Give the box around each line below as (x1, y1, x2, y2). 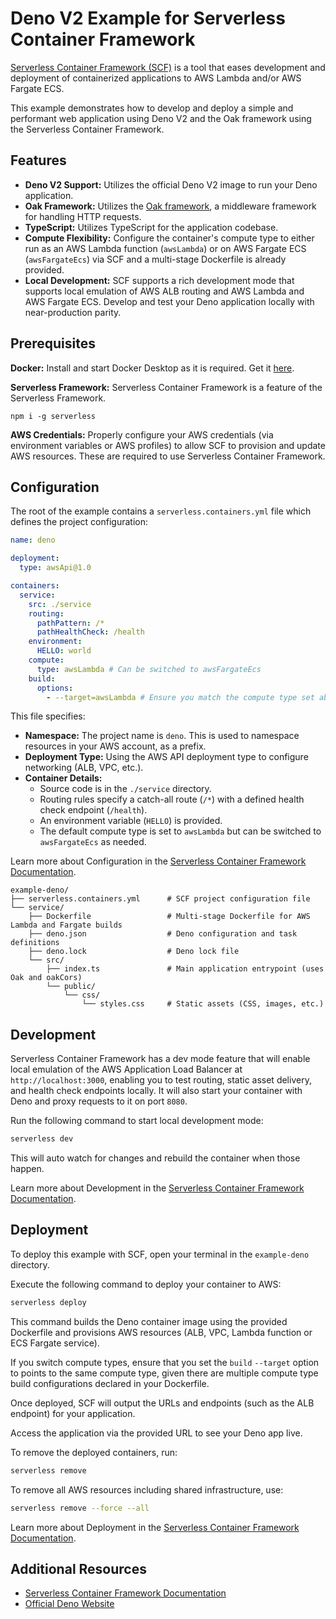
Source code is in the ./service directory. (39, 783, 212, 795)
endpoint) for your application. (10, 1407, 136, 1419)
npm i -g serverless (10, 411, 97, 421)
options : (36, 683, 74, 693)
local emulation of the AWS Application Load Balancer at (10, 1063, 243, 1076)
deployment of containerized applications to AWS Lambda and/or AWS (10, 72, 302, 84)
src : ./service (28, 599, 92, 609)
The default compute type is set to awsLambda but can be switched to (39, 825, 322, 837)
